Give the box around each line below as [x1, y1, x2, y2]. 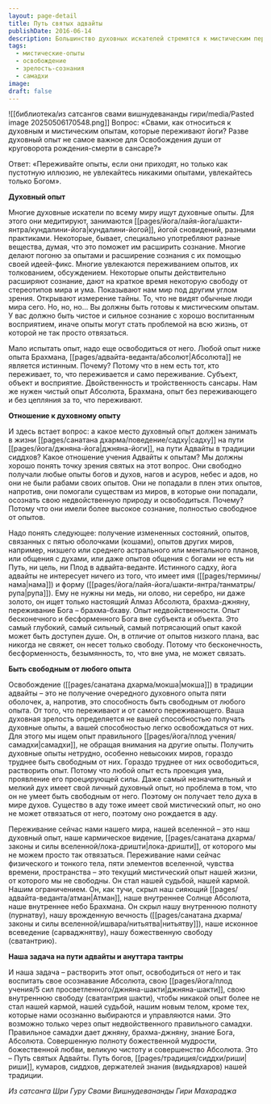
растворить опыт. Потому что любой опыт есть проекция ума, [8, 766, 224, 776]
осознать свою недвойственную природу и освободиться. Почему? [8, 495, 244, 505]
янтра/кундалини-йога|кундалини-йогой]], [8, 225, 156, 235]
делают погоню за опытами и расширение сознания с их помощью [8, 251, 242, 260]
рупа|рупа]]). [8, 588, 54, 599]
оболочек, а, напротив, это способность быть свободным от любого [8, 697, 246, 707]
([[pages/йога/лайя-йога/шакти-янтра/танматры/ [85, 580, 256, 590]
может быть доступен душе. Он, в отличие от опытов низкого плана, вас [8, 632, 260, 641]
